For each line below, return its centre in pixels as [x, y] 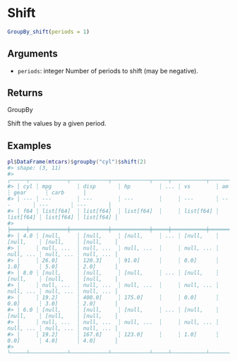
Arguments [33, 54]
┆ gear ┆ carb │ [47, 193]
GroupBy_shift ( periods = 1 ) [49, 32]
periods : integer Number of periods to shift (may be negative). [108, 71]
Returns [25, 93]
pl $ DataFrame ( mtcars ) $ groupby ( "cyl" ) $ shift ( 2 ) [77, 162]
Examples [29, 146]
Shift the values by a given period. [57, 123]
